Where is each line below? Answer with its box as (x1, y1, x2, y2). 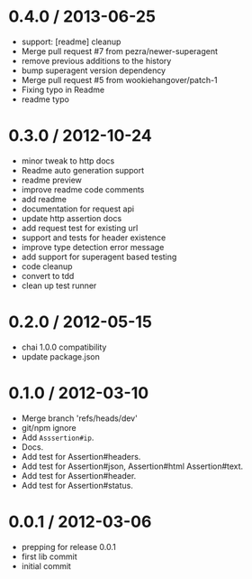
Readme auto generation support (21, 164, 145, 175)
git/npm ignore (21, 422, 77, 433)
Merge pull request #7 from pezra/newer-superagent (21, 45, 218, 56)
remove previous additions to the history (21, 55, 172, 66)
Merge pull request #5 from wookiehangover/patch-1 (21, 74, 218, 85)
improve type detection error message (21, 241, 165, 252)
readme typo (21, 93, 69, 105)
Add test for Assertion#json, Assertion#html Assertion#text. (21, 461, 244, 472)
